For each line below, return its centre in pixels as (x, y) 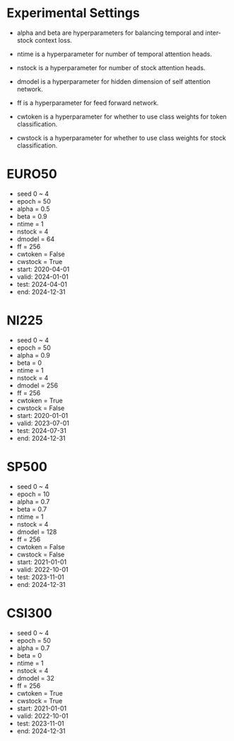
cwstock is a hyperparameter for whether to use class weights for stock (122, 138)
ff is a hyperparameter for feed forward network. (88, 103)
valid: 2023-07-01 (43, 423)
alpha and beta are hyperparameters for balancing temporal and (110, 33)
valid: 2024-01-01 (42, 276)
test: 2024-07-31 (41, 430)
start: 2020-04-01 (43, 269)
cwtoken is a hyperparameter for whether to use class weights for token (122, 116)
